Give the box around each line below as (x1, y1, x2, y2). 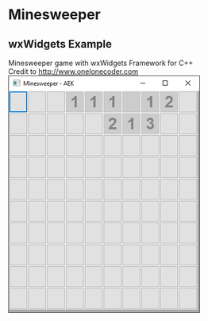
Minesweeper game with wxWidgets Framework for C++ (8, 58, 194, 68)
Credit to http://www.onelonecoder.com (8, 67, 139, 76)
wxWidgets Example (8, 37, 113, 51)
